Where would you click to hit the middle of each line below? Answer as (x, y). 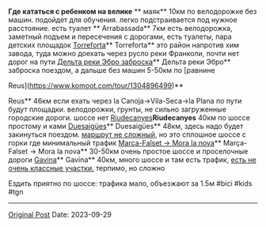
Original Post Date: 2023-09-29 (60, 214)
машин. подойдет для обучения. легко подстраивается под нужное (123, 20)
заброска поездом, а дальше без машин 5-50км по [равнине (112, 70)
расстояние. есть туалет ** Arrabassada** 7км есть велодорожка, (120, 28)
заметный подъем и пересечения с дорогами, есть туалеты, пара (120, 36)
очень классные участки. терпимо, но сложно (87, 168)
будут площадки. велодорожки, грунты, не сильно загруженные (118, 109)
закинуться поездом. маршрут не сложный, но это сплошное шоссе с (127, 134)
